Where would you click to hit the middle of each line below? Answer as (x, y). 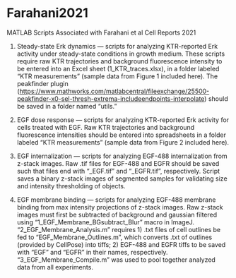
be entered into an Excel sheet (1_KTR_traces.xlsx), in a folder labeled (118, 68)
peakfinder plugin (42, 83)
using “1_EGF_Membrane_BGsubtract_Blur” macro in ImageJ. (106, 222)
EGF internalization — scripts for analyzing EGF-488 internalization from (122, 156)
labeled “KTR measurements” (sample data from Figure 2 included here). (123, 142)
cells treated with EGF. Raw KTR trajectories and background (106, 127)
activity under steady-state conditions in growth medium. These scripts (121, 54)
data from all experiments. (55, 267)
